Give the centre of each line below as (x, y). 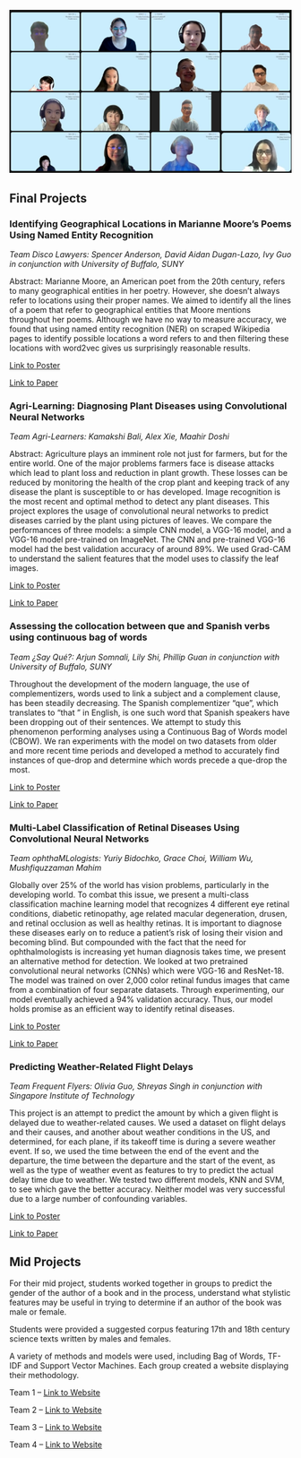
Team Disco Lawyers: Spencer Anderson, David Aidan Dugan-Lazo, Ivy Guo (150, 255)
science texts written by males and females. (90, 1339)
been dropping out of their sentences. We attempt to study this (125, 721)
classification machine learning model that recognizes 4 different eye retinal (149, 904)
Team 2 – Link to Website (56, 1410)
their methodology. (44, 1376)
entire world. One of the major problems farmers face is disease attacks (142, 463)
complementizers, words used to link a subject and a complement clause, (145, 693)
